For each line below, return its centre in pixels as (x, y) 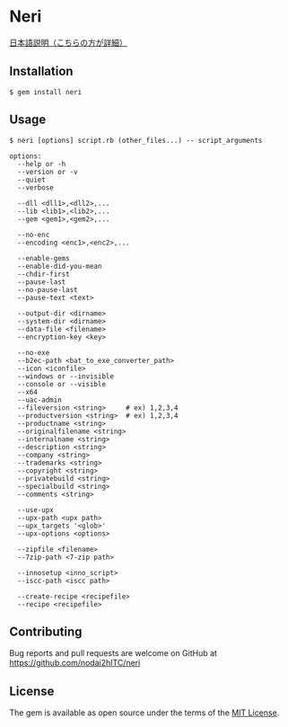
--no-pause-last (48, 289)
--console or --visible (61, 384)
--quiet (32, 180)
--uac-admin (40, 400)
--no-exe (34, 352)
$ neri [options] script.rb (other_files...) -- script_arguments (136, 140)
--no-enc (34, 235)
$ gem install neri (46, 92)
